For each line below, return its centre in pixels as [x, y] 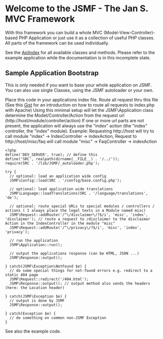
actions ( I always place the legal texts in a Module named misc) [76, 210]
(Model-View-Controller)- [129, 32]
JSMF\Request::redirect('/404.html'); [49, 279]
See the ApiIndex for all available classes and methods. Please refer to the [80, 52]
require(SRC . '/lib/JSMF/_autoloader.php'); [52, 163]
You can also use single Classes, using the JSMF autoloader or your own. [79, 90]
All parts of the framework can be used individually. [57, 43]
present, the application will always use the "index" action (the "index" [76, 126]
